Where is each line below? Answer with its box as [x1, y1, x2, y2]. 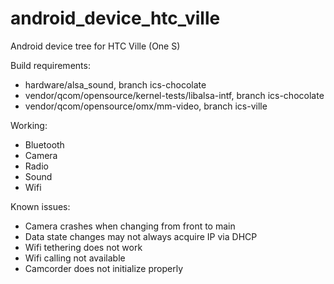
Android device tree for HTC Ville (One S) [10, 40, 181, 52]
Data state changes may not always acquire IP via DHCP [24, 230, 258, 242]
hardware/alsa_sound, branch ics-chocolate [24, 78, 207, 91]
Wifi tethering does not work [24, 241, 143, 253]
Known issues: [10, 200, 71, 212]
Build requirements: [10, 59, 91, 71]
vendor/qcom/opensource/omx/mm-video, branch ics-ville [24, 100, 268, 112]
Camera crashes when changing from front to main [24, 220, 236, 232]
